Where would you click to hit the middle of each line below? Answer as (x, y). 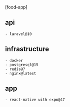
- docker (14, 60)
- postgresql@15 (22, 65)
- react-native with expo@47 (35, 100)
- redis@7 (15, 69)
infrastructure (27, 49)
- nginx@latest (21, 73)
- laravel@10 (18, 34)
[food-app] (16, 7)
